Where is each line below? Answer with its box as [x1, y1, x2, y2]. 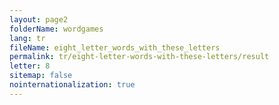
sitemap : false [9, 71, 73, 81]
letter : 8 [9, 61, 51, 71]
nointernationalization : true [9, 80, 136, 90]
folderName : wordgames [9, 24, 104, 34]
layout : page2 [9, 14, 69, 25]
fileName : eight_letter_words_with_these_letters [9, 42, 221, 53]
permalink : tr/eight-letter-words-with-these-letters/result [9, 52, 270, 62]
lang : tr [9, 33, 46, 43]
